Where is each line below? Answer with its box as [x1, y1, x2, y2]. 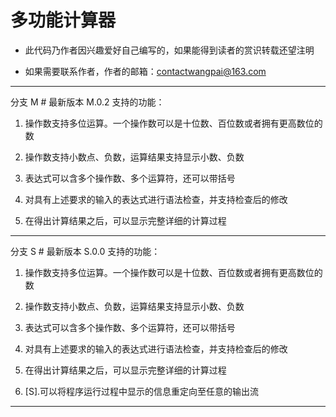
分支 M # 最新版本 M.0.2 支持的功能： [10, 96, 165, 108]
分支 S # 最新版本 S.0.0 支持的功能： [10, 245, 161, 257]
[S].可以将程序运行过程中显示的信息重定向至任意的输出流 [24, 385, 260, 397]
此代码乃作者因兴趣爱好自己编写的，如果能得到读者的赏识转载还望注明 [24, 44, 315, 56]
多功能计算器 [10, 9, 117, 32]
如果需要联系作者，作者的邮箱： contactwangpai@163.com [24, 65, 267, 77]
